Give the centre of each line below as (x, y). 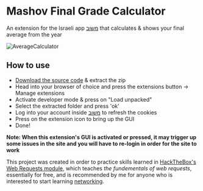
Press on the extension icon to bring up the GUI (75, 119)
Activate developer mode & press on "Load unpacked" (84, 99)
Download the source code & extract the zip (70, 80)
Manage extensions (40, 93)
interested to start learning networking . (55, 181)
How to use (28, 65)
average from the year (34, 34)
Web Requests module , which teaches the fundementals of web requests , (99, 168)
